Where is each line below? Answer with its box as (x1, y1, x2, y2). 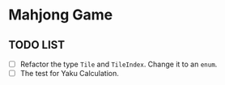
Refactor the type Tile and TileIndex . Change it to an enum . (19, 59, 218, 69)
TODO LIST (8, 38, 66, 52)
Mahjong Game (8, 6, 113, 24)
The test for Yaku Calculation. (19, 69, 120, 79)
